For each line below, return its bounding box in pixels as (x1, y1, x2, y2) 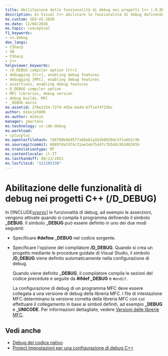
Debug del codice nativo (12, 339, 63, 345)
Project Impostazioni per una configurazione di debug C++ (12, 345, 134, 351)
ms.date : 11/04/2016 (5, 21, 48, 26)
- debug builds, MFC (5, 95, 48, 100)
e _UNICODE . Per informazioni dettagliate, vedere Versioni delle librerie (12, 306, 159, 312)
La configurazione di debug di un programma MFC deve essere (12, 285, 143, 291)
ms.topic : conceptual (5, 26, 50, 31)
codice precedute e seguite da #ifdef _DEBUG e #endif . (12, 275, 128, 281)
